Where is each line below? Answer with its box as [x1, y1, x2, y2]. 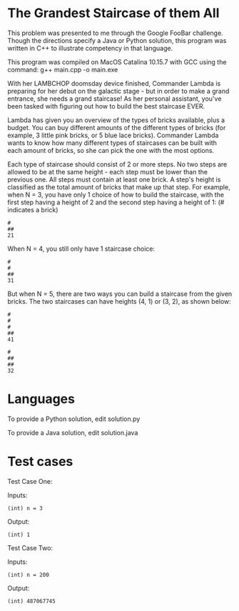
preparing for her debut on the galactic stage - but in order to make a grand [7, 86, 230, 95]
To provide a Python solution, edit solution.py [7, 414, 141, 423]
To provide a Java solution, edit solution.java [7, 428, 138, 437]
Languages [7, 391, 75, 407]
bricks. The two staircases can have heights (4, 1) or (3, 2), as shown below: [7, 297, 232, 305]
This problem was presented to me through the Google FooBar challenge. [7, 29, 223, 37]
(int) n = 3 [7, 505, 43, 512]
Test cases [7, 454, 73, 470]
